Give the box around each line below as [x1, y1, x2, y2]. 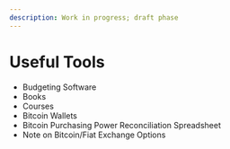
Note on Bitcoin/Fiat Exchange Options [22, 129, 166, 140]
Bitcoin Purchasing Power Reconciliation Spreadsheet [22, 119, 222, 130]
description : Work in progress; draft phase [9, 13, 179, 22]
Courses [22, 101, 54, 111]
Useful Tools [9, 51, 105, 72]
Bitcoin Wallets [22, 110, 78, 121]
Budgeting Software [22, 82, 97, 92]
